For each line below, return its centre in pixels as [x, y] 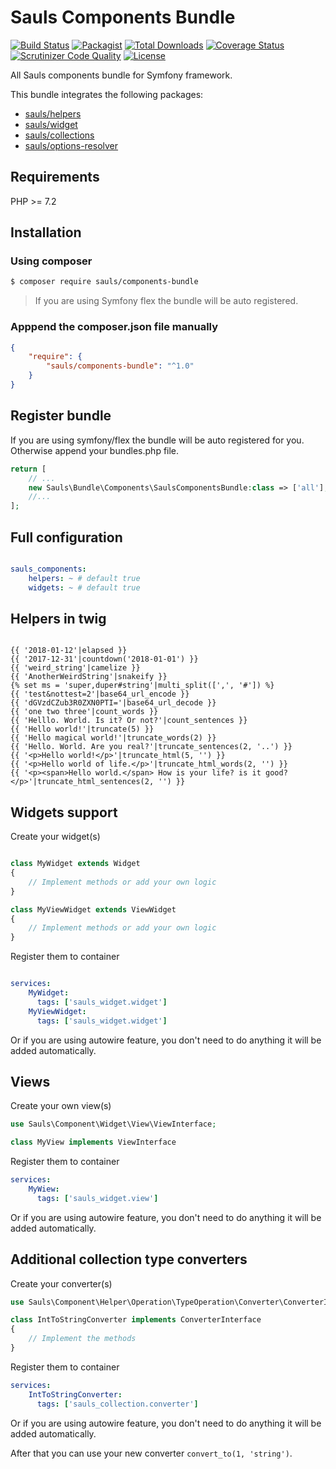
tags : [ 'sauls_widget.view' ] [97, 1198]
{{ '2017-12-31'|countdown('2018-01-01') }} [104, 659]
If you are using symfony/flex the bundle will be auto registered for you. [157, 440]
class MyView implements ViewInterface [93, 1142]
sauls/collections [59, 135]
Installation [46, 232]
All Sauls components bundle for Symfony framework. [121, 75]
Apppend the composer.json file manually [114, 327]
